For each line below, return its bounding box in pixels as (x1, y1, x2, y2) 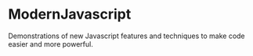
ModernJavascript (8, 5, 132, 23)
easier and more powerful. (8, 39, 94, 48)
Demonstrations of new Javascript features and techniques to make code (8, 31, 245, 40)
